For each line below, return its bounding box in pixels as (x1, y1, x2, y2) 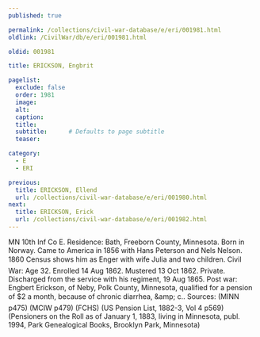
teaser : (15, 136, 41, 144)
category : (8, 150, 41, 158)
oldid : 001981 (8, 48, 55, 56)
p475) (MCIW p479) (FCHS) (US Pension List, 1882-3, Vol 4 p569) (8, 303, 224, 312)
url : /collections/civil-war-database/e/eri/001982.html (15, 216, 208, 224)
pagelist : (8, 76, 41, 84)
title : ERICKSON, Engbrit (8, 62, 94, 70)
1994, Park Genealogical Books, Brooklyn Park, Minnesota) (8, 320, 201, 329)
